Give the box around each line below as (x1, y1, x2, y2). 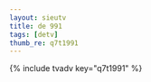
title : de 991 (9, 22, 63, 31)
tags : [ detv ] (9, 30, 59, 39)
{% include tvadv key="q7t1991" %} (9, 63, 143, 74)
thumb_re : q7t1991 (9, 38, 79, 48)
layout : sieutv (9, 13, 67, 23)
